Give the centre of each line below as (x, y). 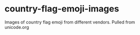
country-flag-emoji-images (62, 9)
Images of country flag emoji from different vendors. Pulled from (70, 22)
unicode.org (17, 27)
